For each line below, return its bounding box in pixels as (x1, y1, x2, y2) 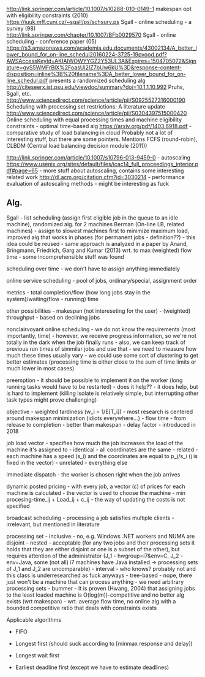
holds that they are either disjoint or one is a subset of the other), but (6, 545, 180, 553)
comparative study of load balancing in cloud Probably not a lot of (6, 129, 173, 136)
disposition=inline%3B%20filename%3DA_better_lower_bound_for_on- (6, 71, 187, 77)
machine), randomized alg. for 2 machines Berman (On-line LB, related (6, 220, 185, 228)
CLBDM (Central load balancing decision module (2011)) (6, 142, 147, 149)
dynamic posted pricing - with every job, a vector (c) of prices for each (6, 483, 185, 490)
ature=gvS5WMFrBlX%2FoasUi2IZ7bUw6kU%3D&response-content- (6, 64, 182, 71)
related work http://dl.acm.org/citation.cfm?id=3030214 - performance (6, 174, 185, 180)
